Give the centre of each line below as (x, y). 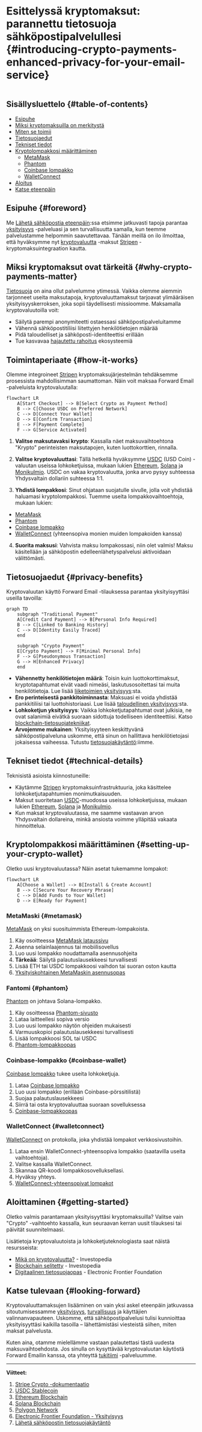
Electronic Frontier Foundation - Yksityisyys (69, 1416)
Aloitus (23, 182)
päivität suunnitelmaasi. (35, 1229)
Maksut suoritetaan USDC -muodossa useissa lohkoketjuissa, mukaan (101, 800)
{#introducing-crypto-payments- (92, 50)
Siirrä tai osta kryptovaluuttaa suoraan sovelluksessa (80, 1104)
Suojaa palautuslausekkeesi (49, 1098)
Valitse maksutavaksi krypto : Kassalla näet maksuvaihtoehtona (94, 441)
